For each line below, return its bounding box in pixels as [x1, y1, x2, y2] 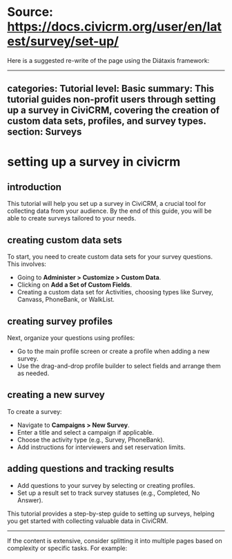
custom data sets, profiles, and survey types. [7, 115, 206, 127]
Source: [7, 4, 54, 20]
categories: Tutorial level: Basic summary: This [7, 83, 215, 95]
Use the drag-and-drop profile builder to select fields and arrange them [17, 361, 221, 370]
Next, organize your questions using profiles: [7, 333, 135, 342]
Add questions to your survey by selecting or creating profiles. [17, 481, 195, 489]
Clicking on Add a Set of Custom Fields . [17, 281, 133, 289]
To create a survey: [7, 407, 62, 415]
